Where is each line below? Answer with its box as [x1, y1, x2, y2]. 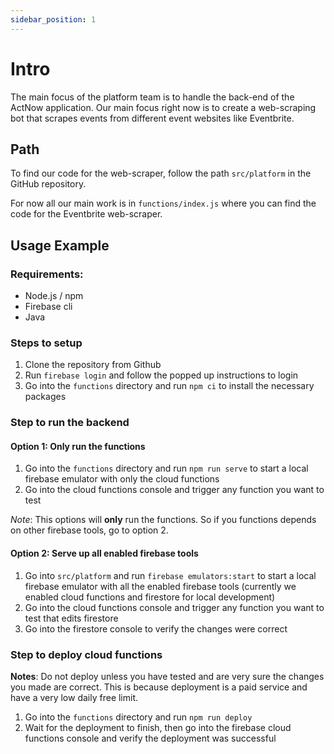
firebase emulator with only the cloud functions [24, 473, 220, 485]
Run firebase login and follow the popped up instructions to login [24, 369, 299, 381]
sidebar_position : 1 [10, 14, 97, 25]
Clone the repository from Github [24, 359, 162, 371]
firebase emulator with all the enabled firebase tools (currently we [24, 580, 297, 592]
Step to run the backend [10, 416, 130, 430]
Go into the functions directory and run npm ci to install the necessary [24, 380, 315, 392]
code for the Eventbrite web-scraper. [10, 208, 163, 220]
